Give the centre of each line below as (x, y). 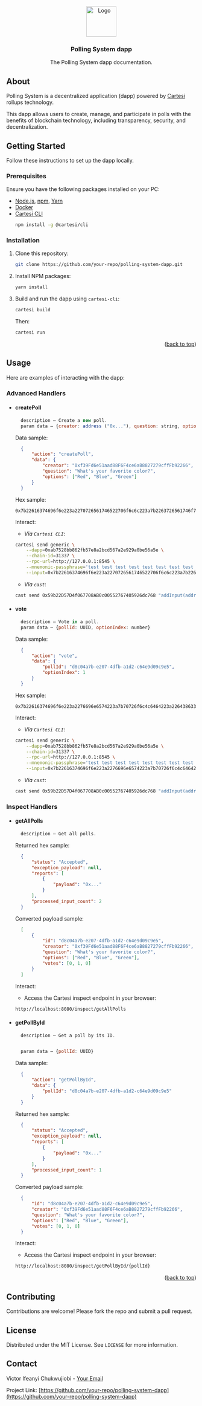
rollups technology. (30, 102)
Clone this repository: (42, 253)
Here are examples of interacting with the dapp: (65, 377)
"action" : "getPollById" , (64, 1080)
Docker (24, 207)
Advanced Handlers (36, 393)
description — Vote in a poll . (60, 622)
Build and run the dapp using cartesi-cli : (67, 299)
